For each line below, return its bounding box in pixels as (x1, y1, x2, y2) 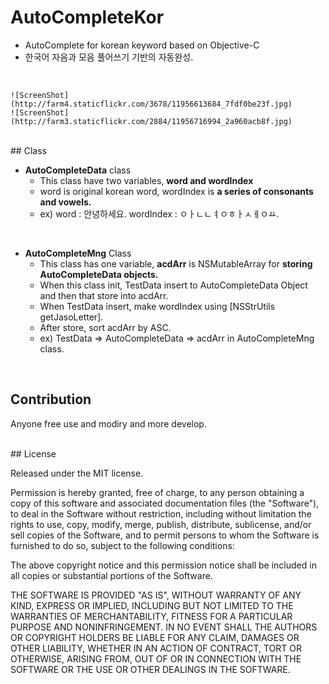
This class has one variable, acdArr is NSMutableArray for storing (39, 257, 313, 270)
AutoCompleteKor (10, 6, 165, 29)
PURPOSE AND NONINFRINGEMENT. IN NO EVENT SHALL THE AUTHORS (10, 621, 318, 633)
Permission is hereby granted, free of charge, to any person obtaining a (10, 486, 305, 498)
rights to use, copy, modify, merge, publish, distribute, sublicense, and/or (10, 518, 312, 530)
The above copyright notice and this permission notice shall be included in (10, 559, 317, 571)
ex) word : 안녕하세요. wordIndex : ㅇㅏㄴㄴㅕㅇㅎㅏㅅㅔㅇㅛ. (39, 207, 280, 220)
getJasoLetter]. (39, 311, 104, 323)
